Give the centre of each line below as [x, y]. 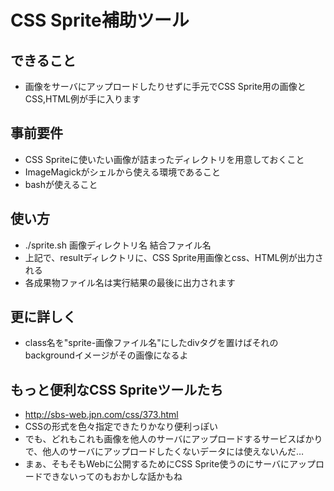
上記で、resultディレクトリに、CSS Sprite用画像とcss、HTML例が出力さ [174, 257]
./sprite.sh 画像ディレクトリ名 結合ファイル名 [118, 245]
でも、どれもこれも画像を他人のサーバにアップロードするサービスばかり [173, 439]
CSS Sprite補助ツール [100, 20]
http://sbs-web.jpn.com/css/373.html [101, 415]
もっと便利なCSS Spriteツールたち [117, 389]
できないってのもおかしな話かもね [112, 477]
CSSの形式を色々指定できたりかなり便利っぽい [121, 427]
